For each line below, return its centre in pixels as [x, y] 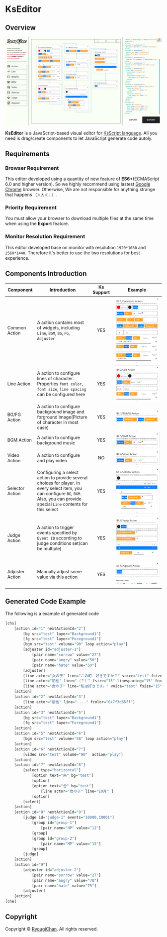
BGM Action [20, 440]
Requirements [27, 154]
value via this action [57, 577]
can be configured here [61, 394]
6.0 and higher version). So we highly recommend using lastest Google [78, 184]
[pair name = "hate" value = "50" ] [64, 665]
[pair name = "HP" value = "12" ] [71, 828]
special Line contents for [62, 504]
